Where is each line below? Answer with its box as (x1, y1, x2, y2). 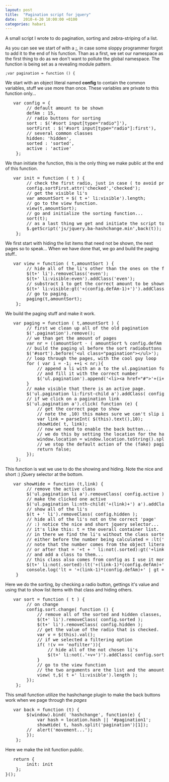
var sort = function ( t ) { (13, 596, 85, 602)
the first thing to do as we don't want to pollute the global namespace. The (5, 56, 160, 62)
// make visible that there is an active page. (26, 386, 146, 392)
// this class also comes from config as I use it (26, 557, 154, 563)
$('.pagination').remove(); (26, 330, 96, 336)
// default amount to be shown (26, 105, 104, 111)
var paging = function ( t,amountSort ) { (13, 320, 120, 326)
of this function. (5, 165, 38, 172)
